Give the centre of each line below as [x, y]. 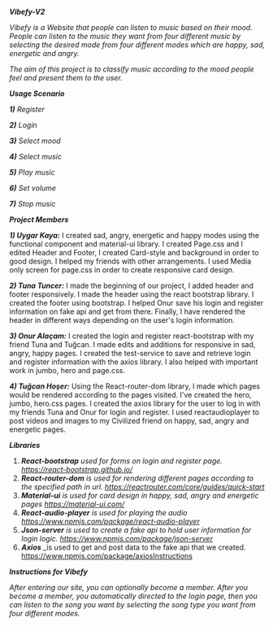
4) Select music [35, 156]
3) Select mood [35, 141]
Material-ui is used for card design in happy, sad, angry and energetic [140, 496]
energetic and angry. [44, 53]
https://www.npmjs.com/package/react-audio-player [110, 521]
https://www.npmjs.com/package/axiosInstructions [107, 556]
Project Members [39, 220]
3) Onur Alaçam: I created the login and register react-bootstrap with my [132, 336]
